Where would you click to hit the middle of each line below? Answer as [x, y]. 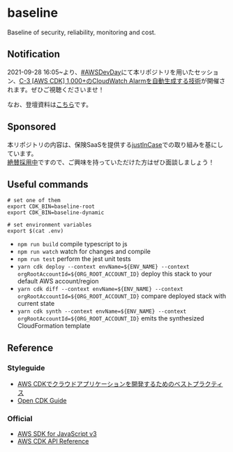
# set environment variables [50, 225]
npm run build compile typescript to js [72, 244]
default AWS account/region [58, 281]
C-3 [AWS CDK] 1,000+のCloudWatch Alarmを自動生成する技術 [110, 80]
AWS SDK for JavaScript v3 [57, 434]
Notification [34, 54]
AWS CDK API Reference [53, 442]
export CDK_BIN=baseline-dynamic [56, 213]
